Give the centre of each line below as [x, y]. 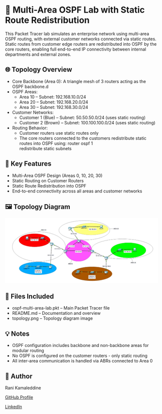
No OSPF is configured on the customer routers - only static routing [80, 356]
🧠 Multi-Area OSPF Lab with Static [75, 10]
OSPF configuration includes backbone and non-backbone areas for [80, 345]
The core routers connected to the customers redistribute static [83, 138]
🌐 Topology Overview [39, 70]
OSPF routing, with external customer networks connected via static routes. [81, 39]
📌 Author [19, 376]
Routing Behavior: [30, 128]
